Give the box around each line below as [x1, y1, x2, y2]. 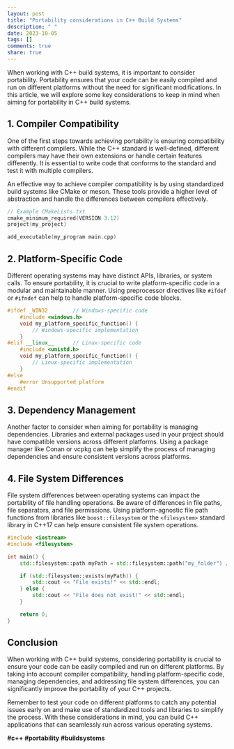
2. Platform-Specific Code [7, 252, 123, 265]
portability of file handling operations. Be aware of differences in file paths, [7, 499, 222, 506]
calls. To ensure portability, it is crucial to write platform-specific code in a [7, 279, 220, 287]
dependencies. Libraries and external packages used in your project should [7, 430, 224, 439]
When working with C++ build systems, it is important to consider [7, 68, 196, 77]
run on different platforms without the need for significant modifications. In [7, 83, 221, 91]
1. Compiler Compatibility [7, 118, 120, 130]
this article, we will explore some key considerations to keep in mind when [7, 90, 220, 98]
